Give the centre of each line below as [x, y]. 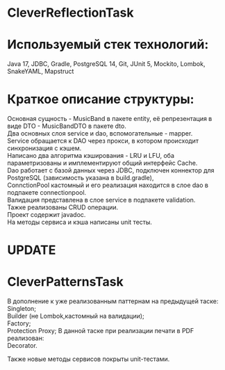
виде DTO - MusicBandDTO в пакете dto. [67, 126]
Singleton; [22, 309]
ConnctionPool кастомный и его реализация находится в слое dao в [108, 185]
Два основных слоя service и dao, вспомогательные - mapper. [100, 134]
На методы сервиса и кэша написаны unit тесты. [80, 222]
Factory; [19, 323]
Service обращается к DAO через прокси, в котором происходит [103, 141]
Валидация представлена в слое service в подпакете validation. [101, 200]
